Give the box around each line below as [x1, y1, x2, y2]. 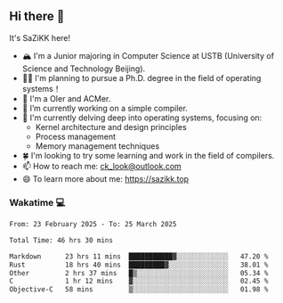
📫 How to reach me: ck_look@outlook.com [21, 160, 182, 171]
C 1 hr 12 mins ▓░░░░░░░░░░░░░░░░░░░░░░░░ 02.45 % [9, 277, 269, 286]
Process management [35, 131, 117, 142]
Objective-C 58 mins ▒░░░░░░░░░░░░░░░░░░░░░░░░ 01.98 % [9, 285, 269, 294]
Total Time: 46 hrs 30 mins [9, 235, 114, 245]
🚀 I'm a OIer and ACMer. [21, 93, 111, 103]
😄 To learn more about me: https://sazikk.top [21, 173, 190, 184]
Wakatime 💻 [9, 196, 66, 209]
